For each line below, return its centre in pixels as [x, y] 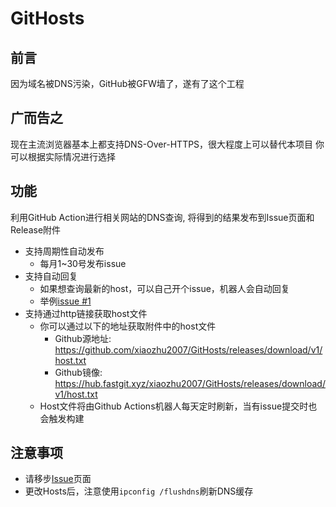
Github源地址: [83, 338]
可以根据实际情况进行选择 [63, 156]
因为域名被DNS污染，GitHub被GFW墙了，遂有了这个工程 [127, 83]
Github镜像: [78, 372]
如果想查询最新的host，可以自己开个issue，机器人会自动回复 [164, 288]
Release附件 [36, 229]
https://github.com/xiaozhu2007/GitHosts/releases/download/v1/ [188, 349]
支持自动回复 [51, 276]
